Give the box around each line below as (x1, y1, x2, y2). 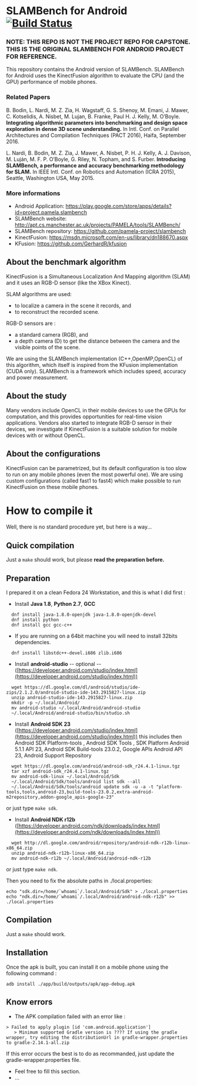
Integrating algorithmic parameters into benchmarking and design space (6, 119, 188, 126)
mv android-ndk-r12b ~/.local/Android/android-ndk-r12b (11, 855, 151, 862)
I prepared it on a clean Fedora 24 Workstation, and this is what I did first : (6, 589, 186, 596)
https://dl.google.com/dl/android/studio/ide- (24, 684, 141, 691)
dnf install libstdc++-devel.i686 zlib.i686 (11, 650, 122, 656)
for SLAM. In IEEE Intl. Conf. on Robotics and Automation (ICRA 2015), (6, 168, 176, 175)
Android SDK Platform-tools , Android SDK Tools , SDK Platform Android (14, 739, 189, 747)
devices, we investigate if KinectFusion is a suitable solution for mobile (6, 425, 178, 432)
